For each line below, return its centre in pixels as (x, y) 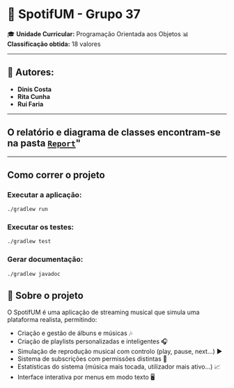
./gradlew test (29, 242)
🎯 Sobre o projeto (45, 295)
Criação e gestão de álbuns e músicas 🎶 (75, 333)
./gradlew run (28, 209)
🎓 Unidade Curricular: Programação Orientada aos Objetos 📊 (98, 33)
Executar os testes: (41, 227)
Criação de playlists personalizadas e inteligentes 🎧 (93, 341)
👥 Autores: (31, 72)
